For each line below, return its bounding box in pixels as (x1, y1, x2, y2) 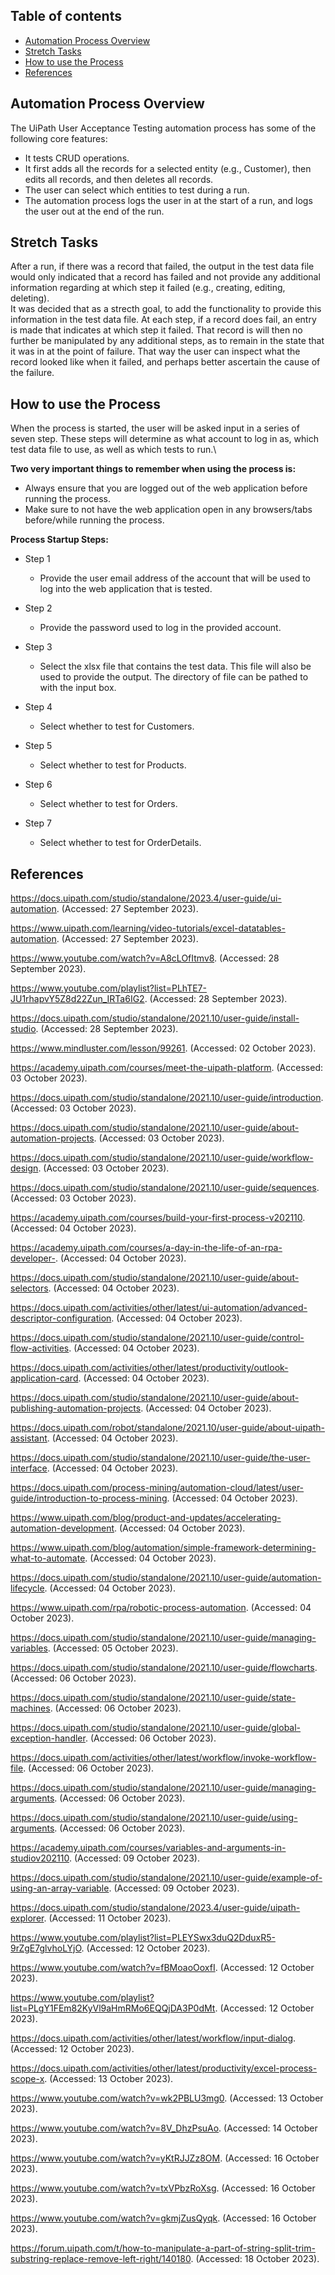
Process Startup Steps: (10, 534, 109, 546)
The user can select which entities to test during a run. (24, 184, 250, 196)
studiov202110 (10, 1852, 70, 1864)
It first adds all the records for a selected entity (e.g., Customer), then (24, 162, 312, 174)
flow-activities (10, 1342, 70, 1354)
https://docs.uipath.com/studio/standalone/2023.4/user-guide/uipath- (10, 1902, 301, 1914)
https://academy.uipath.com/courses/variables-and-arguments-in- (10, 1842, 287, 1854)
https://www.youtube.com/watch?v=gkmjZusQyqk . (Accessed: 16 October (10, 2212, 317, 2224)
